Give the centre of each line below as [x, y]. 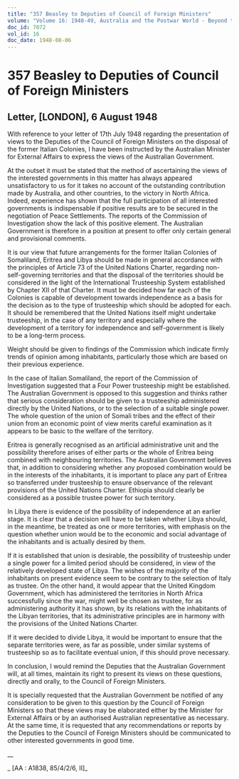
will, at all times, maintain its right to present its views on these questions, [115, 674]
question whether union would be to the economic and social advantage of [117, 534]
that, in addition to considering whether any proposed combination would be [119, 467]
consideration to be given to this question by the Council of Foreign [106, 703]
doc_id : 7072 [27, 27]
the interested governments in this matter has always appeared [100, 178]
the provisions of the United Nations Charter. [73, 624]
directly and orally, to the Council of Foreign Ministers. [87, 682]
